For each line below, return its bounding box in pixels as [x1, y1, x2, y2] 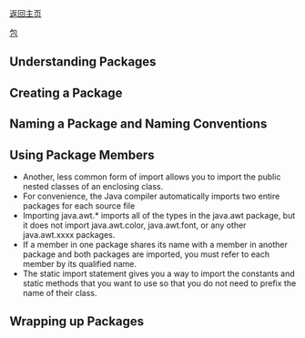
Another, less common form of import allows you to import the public [22, 171, 281, 182]
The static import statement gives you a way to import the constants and [22, 268, 296, 279]
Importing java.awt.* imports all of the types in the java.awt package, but [22, 210, 296, 220]
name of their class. [22, 287, 97, 298]
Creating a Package [9, 85, 123, 100]
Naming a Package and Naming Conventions [9, 117, 268, 132]
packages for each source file [22, 200, 136, 211]
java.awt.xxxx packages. [22, 229, 116, 240]
